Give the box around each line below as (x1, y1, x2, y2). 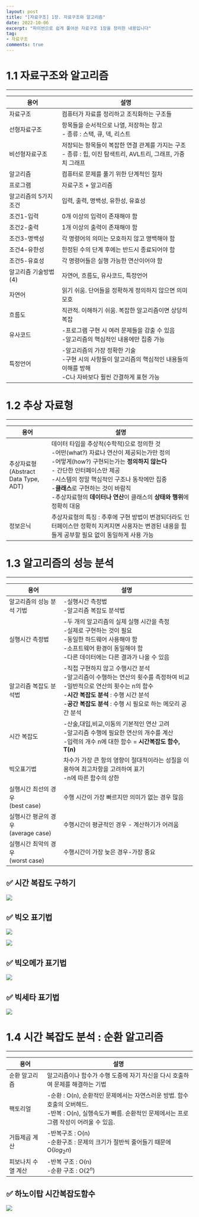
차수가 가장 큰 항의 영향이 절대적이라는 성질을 (63, 756, 182, 764)
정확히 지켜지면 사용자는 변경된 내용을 (80, 522, 179, 530)
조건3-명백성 (9, 234, 44, 242)
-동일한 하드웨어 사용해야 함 (63, 635, 138, 643)
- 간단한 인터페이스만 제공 (51, 466, 120, 474)
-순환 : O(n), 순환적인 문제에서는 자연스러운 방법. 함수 (47, 1091, 189, 1100)
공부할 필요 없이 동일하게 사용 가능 (64, 531, 154, 539)
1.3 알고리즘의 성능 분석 (6, 557, 114, 570)
